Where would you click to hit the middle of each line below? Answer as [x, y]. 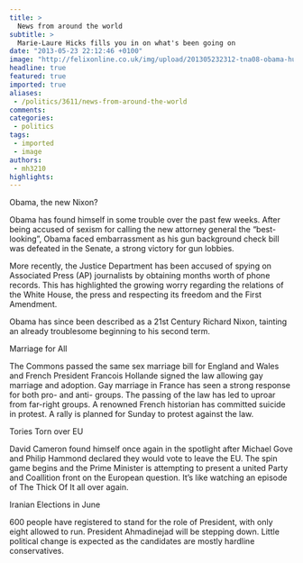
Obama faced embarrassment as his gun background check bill [161, 239]
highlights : [32, 177]
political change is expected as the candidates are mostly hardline [132, 541]
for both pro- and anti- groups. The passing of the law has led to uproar [142, 395]
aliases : [26, 93]
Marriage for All [38, 349]
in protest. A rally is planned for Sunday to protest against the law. [132, 414]
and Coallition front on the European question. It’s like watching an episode [148, 477]
